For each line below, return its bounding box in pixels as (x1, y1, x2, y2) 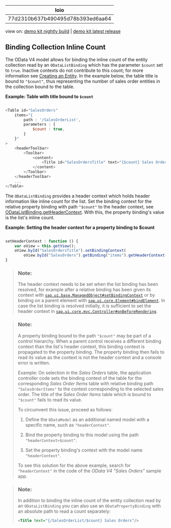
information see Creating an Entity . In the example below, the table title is (5, 72, 158, 78)
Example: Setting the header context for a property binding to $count (5, 224, 155, 230)
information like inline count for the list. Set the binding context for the (5, 198, 152, 204)
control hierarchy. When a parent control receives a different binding (17, 338, 162, 344)
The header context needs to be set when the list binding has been (17, 281, 159, 287)
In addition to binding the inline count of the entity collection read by (17, 497, 161, 504)
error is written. (17, 359, 50, 366)
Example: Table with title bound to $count (5, 93, 94, 99)
